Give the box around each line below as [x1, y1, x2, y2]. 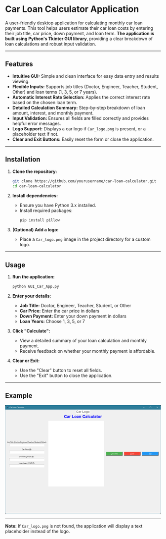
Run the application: [12, 274, 55, 279]
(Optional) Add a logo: [12, 227, 59, 233]
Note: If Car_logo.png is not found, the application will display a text [5, 523, 143, 529]
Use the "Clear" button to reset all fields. [19, 367, 102, 373]
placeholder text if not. [12, 131, 59, 137]
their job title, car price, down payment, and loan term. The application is [5, 30, 155, 36]
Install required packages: [19, 208, 73, 214]
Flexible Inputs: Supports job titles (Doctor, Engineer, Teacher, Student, [12, 83, 158, 90]
